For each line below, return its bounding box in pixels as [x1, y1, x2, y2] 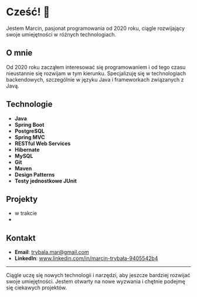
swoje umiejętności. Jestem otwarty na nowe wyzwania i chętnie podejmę [6, 278, 186, 285]
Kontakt [6, 233, 36, 243]
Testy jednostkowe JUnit [14, 177, 77, 184]
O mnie [6, 48, 33, 58]
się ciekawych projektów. [6, 284, 67, 291]
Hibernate [14, 146, 40, 153]
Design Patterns [14, 171, 55, 178]
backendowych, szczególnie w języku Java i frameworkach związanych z [6, 76, 184, 83]
